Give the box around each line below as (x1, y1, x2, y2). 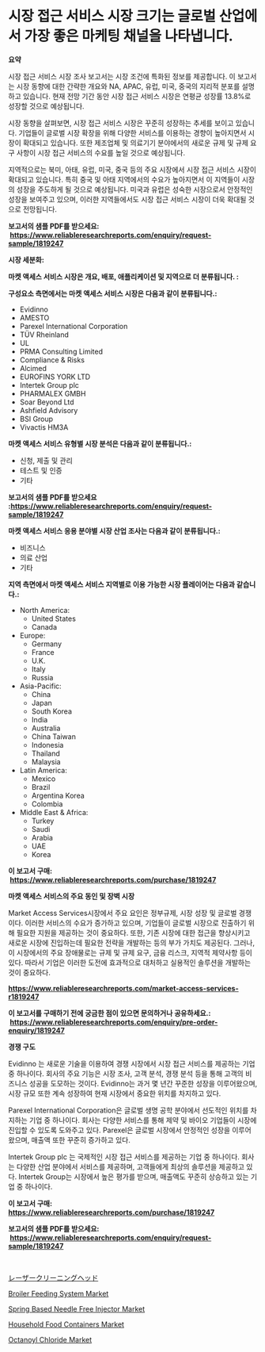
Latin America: (19, 765, 67, 775)
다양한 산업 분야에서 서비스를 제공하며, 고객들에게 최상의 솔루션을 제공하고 (16, 1162, 245, 1171)
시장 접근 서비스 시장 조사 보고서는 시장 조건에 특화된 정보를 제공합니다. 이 (8, 71, 236, 81)
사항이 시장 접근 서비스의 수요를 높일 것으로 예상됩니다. (16, 147, 186, 157)
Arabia (31, 833, 54, 842)
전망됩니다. (22, 204, 58, 214)
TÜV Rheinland (19, 330, 70, 339)
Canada (31, 622, 58, 631)
